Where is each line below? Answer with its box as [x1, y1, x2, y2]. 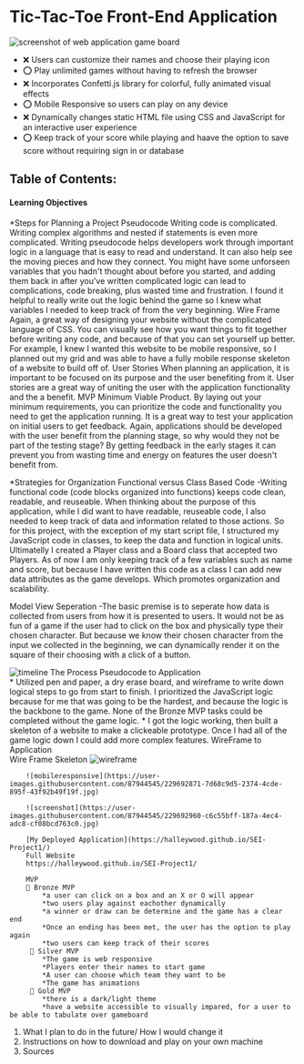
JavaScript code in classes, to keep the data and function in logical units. [9, 534, 284, 545]
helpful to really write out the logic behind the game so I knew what [9, 294, 262, 306]
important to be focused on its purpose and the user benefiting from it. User [9, 371, 295, 383]
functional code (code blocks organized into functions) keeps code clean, [9, 486, 287, 497]
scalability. [9, 583, 50, 593]
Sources [22, 1045, 55, 1057]
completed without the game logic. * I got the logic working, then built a [9, 714, 279, 725]
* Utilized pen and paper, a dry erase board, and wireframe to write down [9, 676, 284, 687]
